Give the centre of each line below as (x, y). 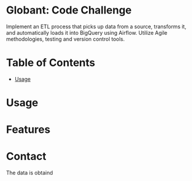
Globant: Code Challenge (69, 10)
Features (28, 130)
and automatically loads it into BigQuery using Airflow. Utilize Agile (87, 32)
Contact (26, 157)
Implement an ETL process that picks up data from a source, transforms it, (96, 26)
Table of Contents (51, 63)
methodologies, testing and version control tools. (65, 39)
